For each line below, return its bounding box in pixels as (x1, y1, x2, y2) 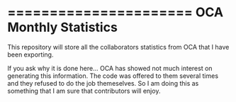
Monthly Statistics (7, 19, 118, 35)
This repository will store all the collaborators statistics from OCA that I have (7, 42, 230, 51)
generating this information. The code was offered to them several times (7, 72, 218, 80)
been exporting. (7, 50, 54, 59)
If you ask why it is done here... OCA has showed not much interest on (7, 64, 213, 72)
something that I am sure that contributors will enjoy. (7, 86, 161, 95)
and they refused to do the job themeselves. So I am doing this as (7, 79, 199, 87)
